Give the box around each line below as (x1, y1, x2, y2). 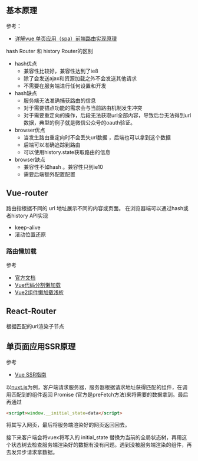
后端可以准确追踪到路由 (23, 141, 81, 148)
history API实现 (11, 212, 48, 219)
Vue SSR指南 (14, 371, 47, 378)
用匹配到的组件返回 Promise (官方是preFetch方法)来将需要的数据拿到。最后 (6, 391, 189, 398)
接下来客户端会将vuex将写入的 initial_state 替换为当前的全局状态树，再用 (6, 434, 182, 441)
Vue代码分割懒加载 (14, 281, 61, 288)
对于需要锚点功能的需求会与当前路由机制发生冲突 (23, 104, 143, 111)
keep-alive (14, 224, 41, 231)
